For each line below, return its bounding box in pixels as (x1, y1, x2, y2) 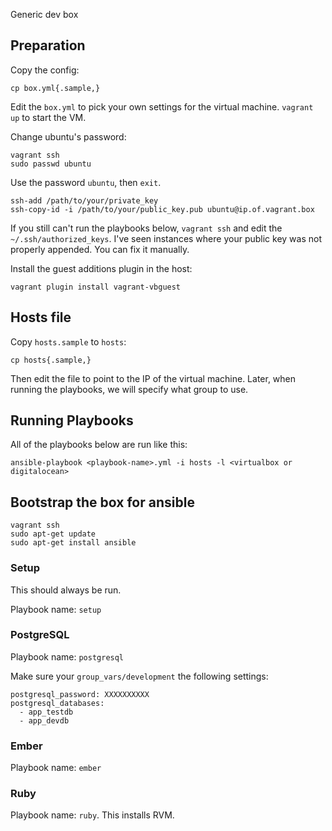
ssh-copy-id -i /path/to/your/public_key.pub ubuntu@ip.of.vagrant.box (10, 204, 315, 214)
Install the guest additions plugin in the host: (10, 262, 193, 274)
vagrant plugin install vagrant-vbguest (10, 282, 182, 292)
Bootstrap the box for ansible (10, 494, 195, 511)
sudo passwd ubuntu (10, 159, 92, 169)
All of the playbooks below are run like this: (10, 439, 188, 451)
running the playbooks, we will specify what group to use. (10, 383, 249, 395)
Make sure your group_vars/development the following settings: (10, 670, 269, 682)
